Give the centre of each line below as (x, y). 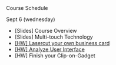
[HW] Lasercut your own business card (62, 43)
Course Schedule (27, 8)
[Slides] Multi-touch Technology (54, 37)
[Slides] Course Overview (46, 31)
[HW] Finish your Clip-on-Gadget (55, 56)
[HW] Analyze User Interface (50, 49)
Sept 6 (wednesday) (31, 19)
